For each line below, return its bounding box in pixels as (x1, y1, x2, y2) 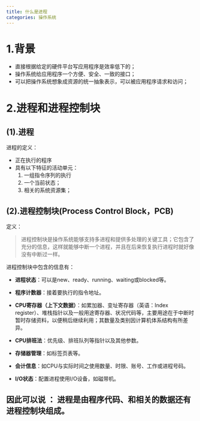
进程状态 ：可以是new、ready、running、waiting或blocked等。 (14, 276, 169, 284)
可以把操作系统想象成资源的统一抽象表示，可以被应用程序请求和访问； (14, 78, 189, 85)
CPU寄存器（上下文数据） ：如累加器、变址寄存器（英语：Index (14, 302, 169, 309)
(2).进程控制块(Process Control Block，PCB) (6, 206, 174, 216)
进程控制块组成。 (6, 405, 69, 416)
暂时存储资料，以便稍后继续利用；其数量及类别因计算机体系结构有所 (14, 317, 183, 324)
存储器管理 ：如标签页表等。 (14, 350, 84, 357)
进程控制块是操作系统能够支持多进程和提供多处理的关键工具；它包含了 (20, 236, 195, 243)
